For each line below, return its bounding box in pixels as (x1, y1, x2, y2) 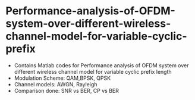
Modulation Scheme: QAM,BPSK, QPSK (14, 74, 111, 82)
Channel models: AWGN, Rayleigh (14, 80, 97, 87)
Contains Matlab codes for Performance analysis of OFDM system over (14, 61, 189, 69)
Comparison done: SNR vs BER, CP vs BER (14, 87, 119, 94)
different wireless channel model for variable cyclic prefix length (14, 68, 172, 75)
